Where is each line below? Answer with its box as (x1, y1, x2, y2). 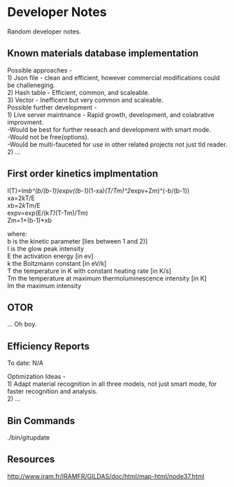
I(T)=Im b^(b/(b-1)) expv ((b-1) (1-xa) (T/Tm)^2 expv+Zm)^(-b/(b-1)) (7, 186, 190, 195)
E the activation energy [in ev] (7, 252, 94, 260)
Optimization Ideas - (7, 373, 66, 381)
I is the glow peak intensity (7, 244, 85, 253)
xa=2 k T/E (7, 193, 35, 202)
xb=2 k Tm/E (7, 201, 41, 209)
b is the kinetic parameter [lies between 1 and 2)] (7, 237, 148, 245)
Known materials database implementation (7, 47, 199, 59)
